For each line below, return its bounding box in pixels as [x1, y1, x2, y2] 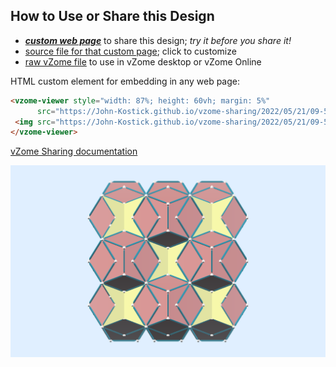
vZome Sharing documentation [10, 145, 138, 158]
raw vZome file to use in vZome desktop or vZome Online [24, 55, 262, 68]
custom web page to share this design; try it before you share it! [24, 34, 292, 46]
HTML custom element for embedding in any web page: [10, 75, 241, 87]
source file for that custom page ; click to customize [24, 45, 237, 57]
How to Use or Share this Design [10, 8, 215, 25]
